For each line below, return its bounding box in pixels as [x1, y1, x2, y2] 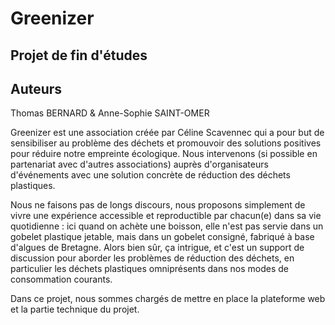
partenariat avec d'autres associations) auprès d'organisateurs [10, 158, 269, 171]
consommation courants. [10, 273, 113, 286]
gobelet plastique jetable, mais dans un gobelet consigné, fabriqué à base [10, 231, 315, 243]
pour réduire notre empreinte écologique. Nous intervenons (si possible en [10, 148, 318, 160]
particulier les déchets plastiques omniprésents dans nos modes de [10, 263, 289, 275]
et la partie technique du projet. [10, 303, 140, 316]
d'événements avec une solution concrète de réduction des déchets [10, 169, 291, 181]
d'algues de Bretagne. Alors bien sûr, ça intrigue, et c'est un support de [10, 242, 305, 254]
